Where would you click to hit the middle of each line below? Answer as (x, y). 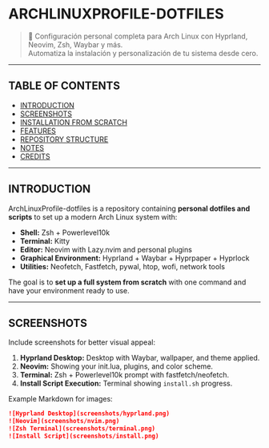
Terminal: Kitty (45, 240)
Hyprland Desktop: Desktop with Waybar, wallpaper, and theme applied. (140, 358)
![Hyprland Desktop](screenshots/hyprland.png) (89, 414)
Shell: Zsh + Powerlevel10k (65, 232)
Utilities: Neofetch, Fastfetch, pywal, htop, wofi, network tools (122, 266)
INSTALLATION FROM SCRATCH (74, 122)
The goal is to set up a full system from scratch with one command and (127, 282)
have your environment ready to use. (69, 290)
